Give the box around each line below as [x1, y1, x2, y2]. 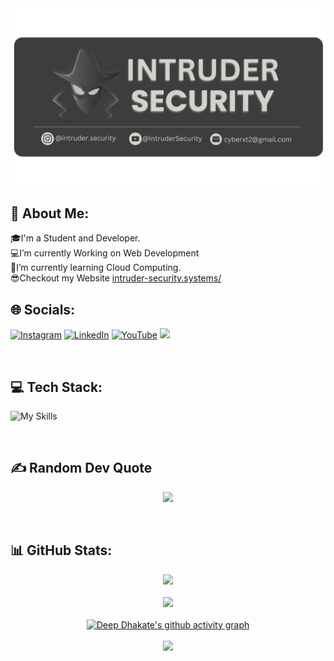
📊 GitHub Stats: [10, 542, 113, 559]
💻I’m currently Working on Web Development [10, 247, 200, 259]
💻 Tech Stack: [10, 378, 103, 396]
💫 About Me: [10, 205, 90, 222]
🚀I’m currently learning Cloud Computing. [10, 262, 182, 274]
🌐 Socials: [10, 301, 76, 318]
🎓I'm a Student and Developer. [10, 232, 141, 244]
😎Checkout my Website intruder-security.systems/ [10, 272, 222, 284]
